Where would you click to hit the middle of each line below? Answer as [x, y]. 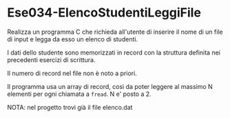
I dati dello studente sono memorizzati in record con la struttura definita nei [114, 52]
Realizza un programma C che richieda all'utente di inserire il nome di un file [115, 32]
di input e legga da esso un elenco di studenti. [73, 39]
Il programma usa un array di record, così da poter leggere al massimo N [110, 86]
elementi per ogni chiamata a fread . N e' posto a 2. [79, 94]
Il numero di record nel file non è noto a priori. [72, 73]
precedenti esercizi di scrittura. [51, 59]
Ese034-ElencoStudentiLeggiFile [104, 13]
